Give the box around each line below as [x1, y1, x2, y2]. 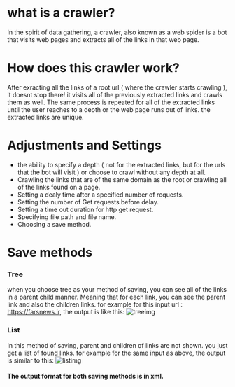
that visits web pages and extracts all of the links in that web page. [7, 35, 199, 43]
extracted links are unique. [7, 113, 84, 121]
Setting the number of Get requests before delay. [17, 197, 159, 206]
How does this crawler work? [7, 60, 180, 76]
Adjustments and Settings [7, 138, 162, 153]
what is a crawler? [7, 5, 115, 21]
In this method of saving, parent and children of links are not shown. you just [7, 341, 228, 349]
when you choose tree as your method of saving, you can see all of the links [7, 286, 227, 294]
